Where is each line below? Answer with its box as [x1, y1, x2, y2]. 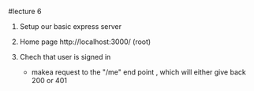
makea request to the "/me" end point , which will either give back [31, 67, 246, 77]
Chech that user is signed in [19, 53, 111, 61]
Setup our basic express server [19, 22, 122, 31]
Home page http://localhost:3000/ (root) [19, 37, 151, 46]
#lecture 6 [8, 7, 42, 16]
